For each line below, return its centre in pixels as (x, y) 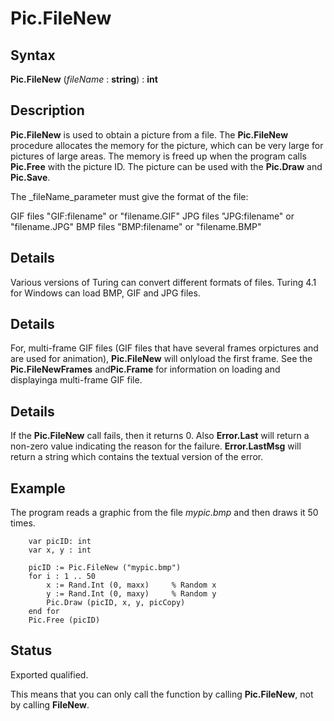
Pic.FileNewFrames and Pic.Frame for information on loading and (145, 369)
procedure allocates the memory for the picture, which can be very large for (167, 145)
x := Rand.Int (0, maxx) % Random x (131, 585)
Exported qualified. (49, 674)
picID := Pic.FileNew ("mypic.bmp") (105, 568)
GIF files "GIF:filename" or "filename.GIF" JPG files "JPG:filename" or (152, 216)
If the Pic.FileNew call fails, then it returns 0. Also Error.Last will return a (160, 436)
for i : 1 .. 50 (62, 577)
